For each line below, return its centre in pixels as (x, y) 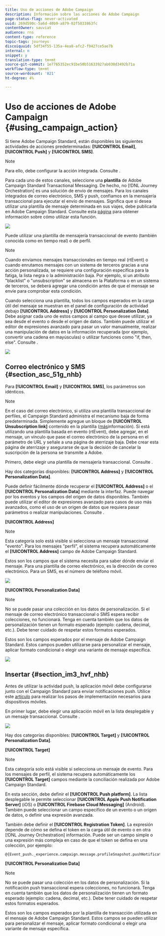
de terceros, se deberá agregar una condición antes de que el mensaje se (80, 286)
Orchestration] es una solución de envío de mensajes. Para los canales (77, 191)
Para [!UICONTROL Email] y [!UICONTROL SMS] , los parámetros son (75, 386)
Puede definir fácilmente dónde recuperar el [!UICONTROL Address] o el (79, 486)
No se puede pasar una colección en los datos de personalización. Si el (77, 609)
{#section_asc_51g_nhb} (43, 374)
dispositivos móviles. (26, 702)
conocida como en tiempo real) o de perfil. (48, 241)
